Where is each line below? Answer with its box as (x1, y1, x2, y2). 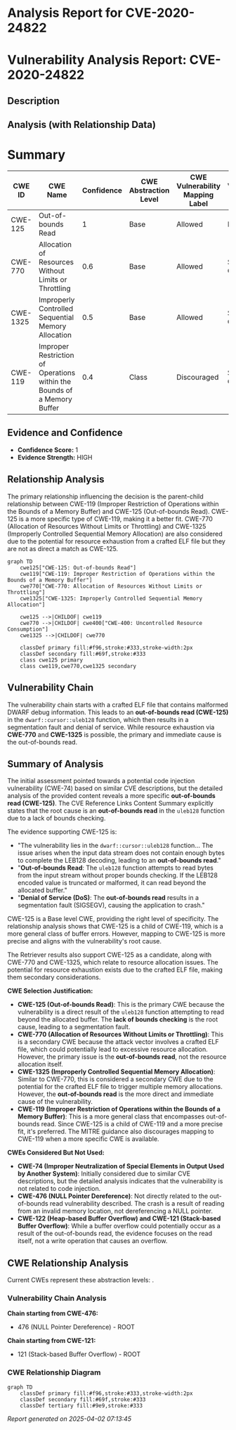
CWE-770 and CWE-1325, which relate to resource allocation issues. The (7, 958, 219, 967)
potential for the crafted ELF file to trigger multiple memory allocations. (17, 1083, 223, 1091)
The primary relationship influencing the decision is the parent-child (7, 492, 204, 501)
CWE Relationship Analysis (7, 1257, 129, 1269)
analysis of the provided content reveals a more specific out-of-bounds (7, 792, 216, 800)
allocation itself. (17, 1060, 63, 1069)
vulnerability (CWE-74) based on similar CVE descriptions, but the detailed (7, 784, 223, 792)
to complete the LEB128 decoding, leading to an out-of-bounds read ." (17, 856, 221, 865)
